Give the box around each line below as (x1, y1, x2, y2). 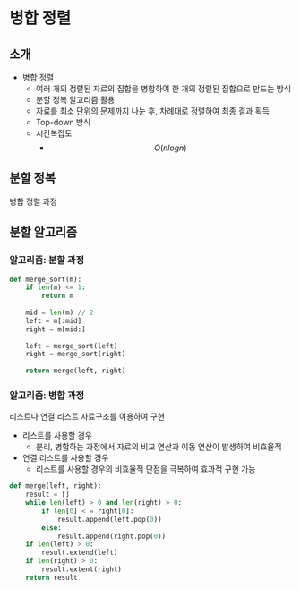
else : (41, 523, 63, 533)
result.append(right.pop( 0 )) (56, 532, 167, 541)
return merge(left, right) (25, 366, 126, 376)
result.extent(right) (41, 565, 123, 574)
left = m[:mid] (25, 316, 82, 325)
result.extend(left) (41, 548, 118, 558)
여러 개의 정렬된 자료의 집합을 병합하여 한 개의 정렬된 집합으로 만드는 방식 (35, 83, 292, 94)
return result (25, 573, 78, 582)
